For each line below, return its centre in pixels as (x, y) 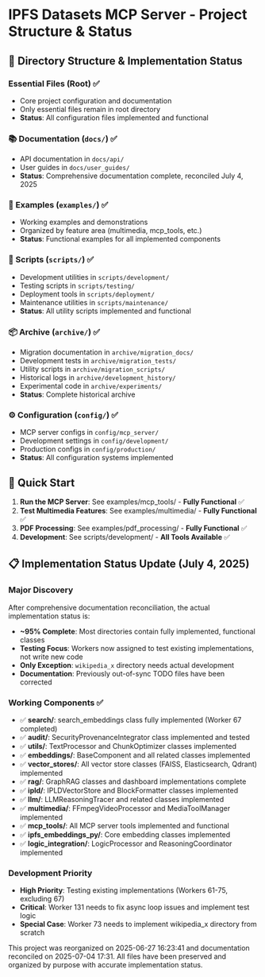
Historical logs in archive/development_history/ (98, 378)
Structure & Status (70, 31)
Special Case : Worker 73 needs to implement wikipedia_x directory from (138, 925)
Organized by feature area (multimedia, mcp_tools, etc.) (111, 231)
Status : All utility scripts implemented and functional (106, 311)
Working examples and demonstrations (84, 222)
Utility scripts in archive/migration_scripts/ (92, 369)
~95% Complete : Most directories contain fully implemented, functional (137, 631)
